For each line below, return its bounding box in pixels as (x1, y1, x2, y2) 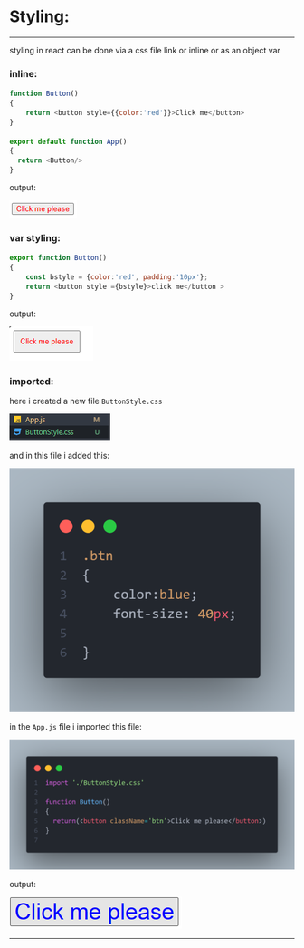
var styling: (9, 232, 61, 245)
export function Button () (9, 254, 107, 263)
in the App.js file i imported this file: (9, 721, 142, 732)
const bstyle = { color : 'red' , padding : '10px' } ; (25, 273, 208, 282)
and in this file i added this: (9, 450, 110, 461)
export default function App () (9, 137, 128, 146)
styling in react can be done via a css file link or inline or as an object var (9, 44, 280, 55)
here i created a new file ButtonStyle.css (9, 396, 163, 407)
